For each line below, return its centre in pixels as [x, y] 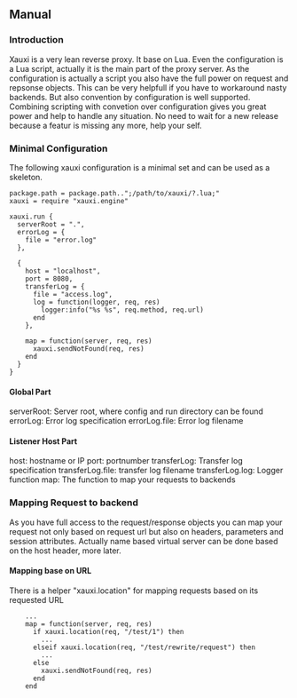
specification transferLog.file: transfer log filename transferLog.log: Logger [146, 471]
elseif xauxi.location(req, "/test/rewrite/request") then [144, 647]
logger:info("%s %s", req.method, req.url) [122, 310]
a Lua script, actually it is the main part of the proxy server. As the [129, 68]
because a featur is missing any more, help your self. [106, 125]
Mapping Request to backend [74, 503]
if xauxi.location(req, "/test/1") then [108, 631]
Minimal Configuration [59, 148]
